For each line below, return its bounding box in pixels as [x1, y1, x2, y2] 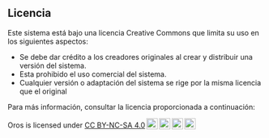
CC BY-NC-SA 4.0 [83, 120, 146, 130]
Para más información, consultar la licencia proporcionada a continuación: [7, 102, 256, 111]
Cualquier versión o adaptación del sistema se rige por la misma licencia [19, 77, 262, 87]
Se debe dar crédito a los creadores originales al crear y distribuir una [19, 52, 253, 61]
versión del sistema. [19, 61, 87, 70]
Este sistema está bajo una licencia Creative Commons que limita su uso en [7, 27, 260, 37]
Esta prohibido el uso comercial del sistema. [19, 69, 167, 79]
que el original [19, 86, 67, 96]
